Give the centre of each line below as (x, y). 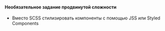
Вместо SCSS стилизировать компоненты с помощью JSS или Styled (86, 18)
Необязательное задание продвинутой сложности (61, 7)
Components (25, 23)
